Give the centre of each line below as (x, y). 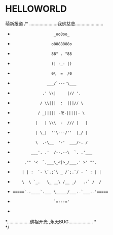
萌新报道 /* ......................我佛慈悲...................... (54, 23)
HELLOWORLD (36, 9)
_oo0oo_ (62, 34)
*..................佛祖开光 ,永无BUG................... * (51, 221)
